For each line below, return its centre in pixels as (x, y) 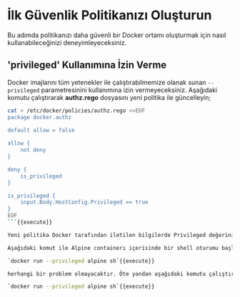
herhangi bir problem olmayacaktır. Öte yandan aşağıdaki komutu (106, 274)
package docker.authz (40, 117)
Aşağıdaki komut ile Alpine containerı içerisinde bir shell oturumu (113, 248)
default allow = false (41, 131)
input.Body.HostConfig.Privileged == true (84, 202)
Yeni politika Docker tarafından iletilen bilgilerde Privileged (106, 235)
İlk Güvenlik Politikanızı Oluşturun (110, 15)
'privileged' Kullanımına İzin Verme (87, 65)
